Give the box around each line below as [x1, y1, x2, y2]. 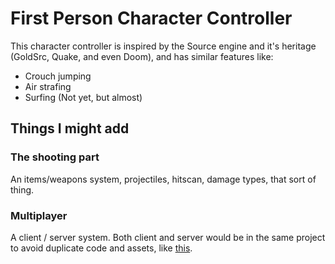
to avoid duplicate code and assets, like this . [10, 242, 193, 254]
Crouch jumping [24, 70, 92, 82]
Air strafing [24, 80, 72, 92]
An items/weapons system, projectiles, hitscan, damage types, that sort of [10, 173, 317, 185]
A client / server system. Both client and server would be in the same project [10, 231, 326, 243]
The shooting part [10, 150, 100, 164]
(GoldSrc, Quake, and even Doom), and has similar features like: [10, 50, 274, 62]
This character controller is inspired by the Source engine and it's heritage [10, 40, 317, 52]
